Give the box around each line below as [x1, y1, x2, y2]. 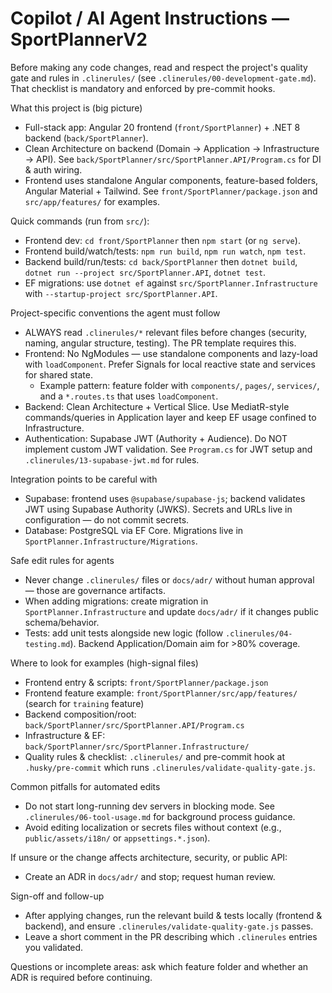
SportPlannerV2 [10, 28, 148, 51]
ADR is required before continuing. [10, 971, 153, 983]
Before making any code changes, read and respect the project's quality [10, 61, 308, 73]
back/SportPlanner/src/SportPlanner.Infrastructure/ [24, 742, 250, 752]
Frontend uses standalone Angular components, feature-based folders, [24, 174, 319, 186]
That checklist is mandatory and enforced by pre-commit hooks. [10, 82, 276, 94]
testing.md [24, 639, 71, 649]
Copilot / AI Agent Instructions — [10, 7, 290, 30]
